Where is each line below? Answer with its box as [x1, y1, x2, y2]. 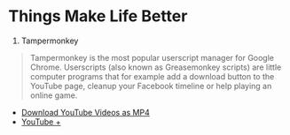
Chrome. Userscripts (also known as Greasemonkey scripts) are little [29, 62, 282, 72]
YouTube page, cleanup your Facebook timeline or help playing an [29, 80, 272, 91]
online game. [29, 90, 78, 101]
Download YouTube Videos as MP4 [20, 107, 150, 117]
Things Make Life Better [8, 6, 188, 26]
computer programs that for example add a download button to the [29, 71, 275, 81]
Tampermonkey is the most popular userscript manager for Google [29, 52, 275, 63]
